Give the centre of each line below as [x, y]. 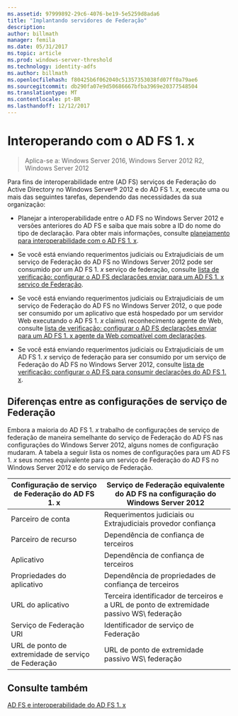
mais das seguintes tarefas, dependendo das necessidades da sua [105, 197]
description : [27, 27]
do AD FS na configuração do [166, 494]
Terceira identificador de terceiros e [163, 596]
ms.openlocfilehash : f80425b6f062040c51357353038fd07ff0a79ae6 [103, 80]
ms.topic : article [34, 54]
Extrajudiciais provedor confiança [160, 523]
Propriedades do [39, 575]
